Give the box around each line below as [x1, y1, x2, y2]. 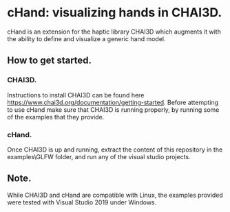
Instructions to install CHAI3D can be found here [7, 91, 145, 99]
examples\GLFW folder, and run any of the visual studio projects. [7, 152, 191, 161]
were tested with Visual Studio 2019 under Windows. [7, 198, 157, 207]
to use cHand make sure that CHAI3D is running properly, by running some [7, 105, 220, 114]
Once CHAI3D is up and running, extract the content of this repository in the [7, 145, 223, 154]
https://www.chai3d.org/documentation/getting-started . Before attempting [7, 98, 219, 106]
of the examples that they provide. [7, 113, 105, 121]
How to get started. [7, 55, 92, 67]
